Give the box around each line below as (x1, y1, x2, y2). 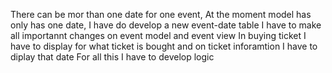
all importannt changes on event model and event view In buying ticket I (10, 30, 307, 41)
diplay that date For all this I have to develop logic (10, 51, 215, 63)
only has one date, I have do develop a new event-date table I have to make (10, 19, 322, 31)
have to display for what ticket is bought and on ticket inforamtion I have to (10, 40, 318, 52)
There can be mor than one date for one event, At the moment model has (10, 9, 312, 20)
